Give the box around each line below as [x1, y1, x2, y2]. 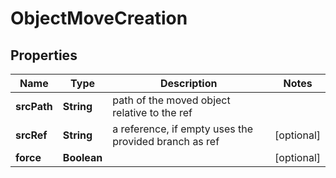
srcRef [15, 128, 48, 142]
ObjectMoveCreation [10, 7, 188, 30]
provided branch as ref [112, 135, 220, 148]
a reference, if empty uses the [112, 122, 254, 136]
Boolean [62, 151, 103, 164]
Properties [10, 47, 78, 64]
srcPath [15, 100, 53, 113]
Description [159, 77, 218, 90]
